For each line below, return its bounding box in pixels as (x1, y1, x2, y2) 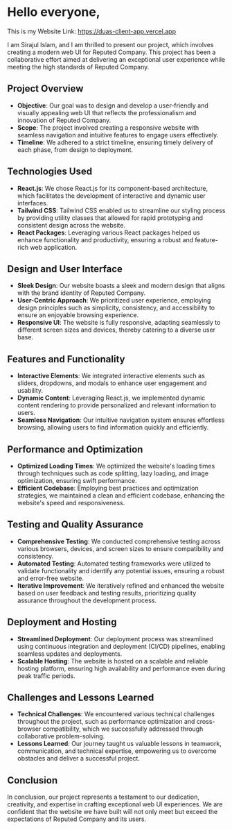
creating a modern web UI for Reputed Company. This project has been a (7, 48, 216, 56)
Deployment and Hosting (7, 616, 117, 628)
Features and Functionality (7, 353, 125, 365)
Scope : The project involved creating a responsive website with (17, 123, 199, 132)
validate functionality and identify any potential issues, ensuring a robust (17, 566, 225, 575)
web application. (30, 243, 78, 251)
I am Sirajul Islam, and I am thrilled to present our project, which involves (7, 40, 214, 49)
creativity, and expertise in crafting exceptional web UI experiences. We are (7, 800, 223, 808)
